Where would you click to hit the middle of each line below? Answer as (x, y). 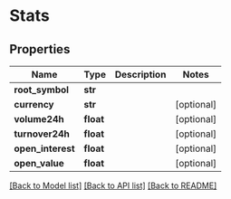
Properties (40, 49)
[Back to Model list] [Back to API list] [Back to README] (113, 185)
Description (140, 75)
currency (34, 104)
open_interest (44, 148)
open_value (39, 163)
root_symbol (42, 90)
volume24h (39, 119)
